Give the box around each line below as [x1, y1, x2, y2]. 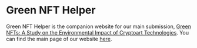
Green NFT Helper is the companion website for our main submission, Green [6, 23, 191, 30]
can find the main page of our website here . [6, 35, 112, 42]
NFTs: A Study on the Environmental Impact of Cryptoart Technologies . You [6, 29, 189, 36]
